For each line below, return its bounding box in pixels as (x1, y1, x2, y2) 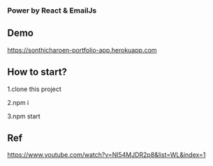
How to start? (7, 66, 68, 78)
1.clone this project (7, 85, 61, 93)
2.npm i (7, 98, 29, 106)
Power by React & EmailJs (7, 6, 97, 15)
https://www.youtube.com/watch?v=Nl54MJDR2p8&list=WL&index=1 (7, 151, 206, 159)
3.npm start (7, 111, 41, 120)
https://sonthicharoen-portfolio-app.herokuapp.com (7, 46, 157, 54)
